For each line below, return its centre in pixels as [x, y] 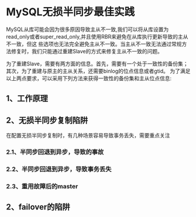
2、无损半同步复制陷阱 [47, 120]
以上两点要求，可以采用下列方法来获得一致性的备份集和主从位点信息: [89, 78]
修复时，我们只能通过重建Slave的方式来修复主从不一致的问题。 [87, 51]
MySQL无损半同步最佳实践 [71, 12]
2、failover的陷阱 [38, 207]
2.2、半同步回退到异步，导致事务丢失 [59, 169]
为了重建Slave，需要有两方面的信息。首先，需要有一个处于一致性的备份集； [97, 63]
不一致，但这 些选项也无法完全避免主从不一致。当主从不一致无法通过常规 [94, 44]
